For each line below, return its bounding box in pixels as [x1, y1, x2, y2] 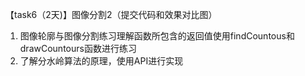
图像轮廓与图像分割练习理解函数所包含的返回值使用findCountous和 [19, 30, 295, 42]
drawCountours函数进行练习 [19, 43, 137, 54]
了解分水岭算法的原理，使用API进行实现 [19, 55, 184, 67]
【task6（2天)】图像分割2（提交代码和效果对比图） [5, 9, 218, 20]
